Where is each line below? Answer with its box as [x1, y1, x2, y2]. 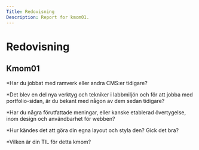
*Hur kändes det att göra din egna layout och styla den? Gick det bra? [6, 126, 179, 134]
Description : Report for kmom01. [6, 14, 90, 20]
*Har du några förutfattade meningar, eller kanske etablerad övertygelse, [6, 108, 186, 116]
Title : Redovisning [6, 8, 55, 15]
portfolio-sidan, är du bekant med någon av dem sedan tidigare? [6, 97, 165, 104]
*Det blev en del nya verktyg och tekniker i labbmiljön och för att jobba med [6, 90, 193, 98]
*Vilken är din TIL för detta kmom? [6, 138, 91, 145]
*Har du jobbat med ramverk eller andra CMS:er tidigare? [6, 79, 148, 86]
